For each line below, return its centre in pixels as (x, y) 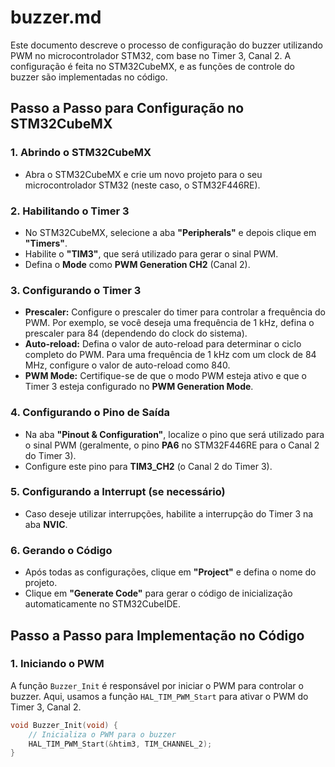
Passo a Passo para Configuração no (127, 108)
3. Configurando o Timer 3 (76, 290)
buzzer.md (56, 17)
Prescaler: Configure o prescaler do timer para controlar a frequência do (175, 312)
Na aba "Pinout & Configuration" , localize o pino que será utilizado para (174, 434)
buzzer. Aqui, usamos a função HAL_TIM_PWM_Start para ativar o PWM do (159, 696)
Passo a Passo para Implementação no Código (157, 635)
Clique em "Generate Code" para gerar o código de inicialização (158, 593)
